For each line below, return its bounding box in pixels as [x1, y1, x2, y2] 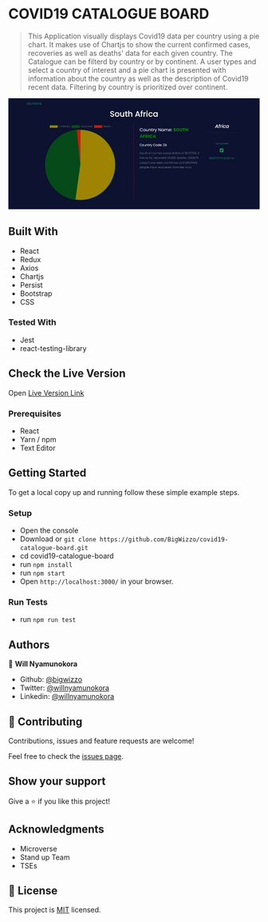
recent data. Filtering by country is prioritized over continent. [27, 82, 228, 92]
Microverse [19, 844, 57, 853]
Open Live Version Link [8, 388, 85, 397]
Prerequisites [8, 408, 61, 419]
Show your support [8, 775, 106, 788]
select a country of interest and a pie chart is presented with [27, 65, 227, 74]
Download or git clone [19, 534, 97, 544]
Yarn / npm [19, 434, 57, 444]
